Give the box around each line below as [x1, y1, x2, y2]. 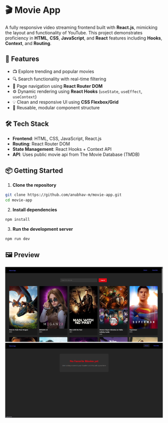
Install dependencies [12, 207, 57, 213]
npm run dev [5, 236, 30, 241]
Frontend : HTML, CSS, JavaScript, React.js [12, 135, 101, 141]
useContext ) [12, 93, 37, 99]
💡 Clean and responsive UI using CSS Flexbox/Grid [12, 99, 119, 105]
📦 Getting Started [5, 166, 63, 175]
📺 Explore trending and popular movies [12, 68, 94, 74]
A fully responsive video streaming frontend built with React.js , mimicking [5, 24, 157, 30]
